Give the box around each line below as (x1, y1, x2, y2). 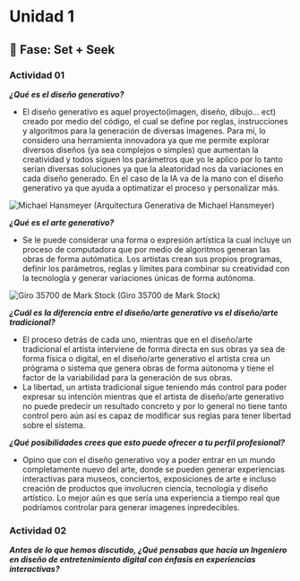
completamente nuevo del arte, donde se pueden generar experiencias (21, 464, 285, 474)
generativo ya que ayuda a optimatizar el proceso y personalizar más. (21, 182, 280, 193)
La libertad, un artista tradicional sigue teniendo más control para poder (21, 381, 287, 392)
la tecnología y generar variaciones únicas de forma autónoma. (21, 272, 256, 283)
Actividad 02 (9, 524, 67, 536)
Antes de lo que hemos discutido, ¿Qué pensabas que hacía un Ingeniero (9, 544, 287, 556)
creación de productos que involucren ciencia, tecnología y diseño (21, 483, 269, 493)
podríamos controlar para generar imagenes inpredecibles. (21, 501, 240, 512)
